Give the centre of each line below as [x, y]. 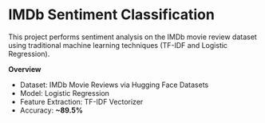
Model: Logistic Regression [65, 93]
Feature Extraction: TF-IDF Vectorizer [81, 101]
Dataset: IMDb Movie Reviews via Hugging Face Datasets [114, 85]
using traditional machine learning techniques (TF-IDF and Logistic [118, 45]
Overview [25, 69]
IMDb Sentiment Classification [112, 15]
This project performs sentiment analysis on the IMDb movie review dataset [132, 37]
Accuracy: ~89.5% [51, 110]
